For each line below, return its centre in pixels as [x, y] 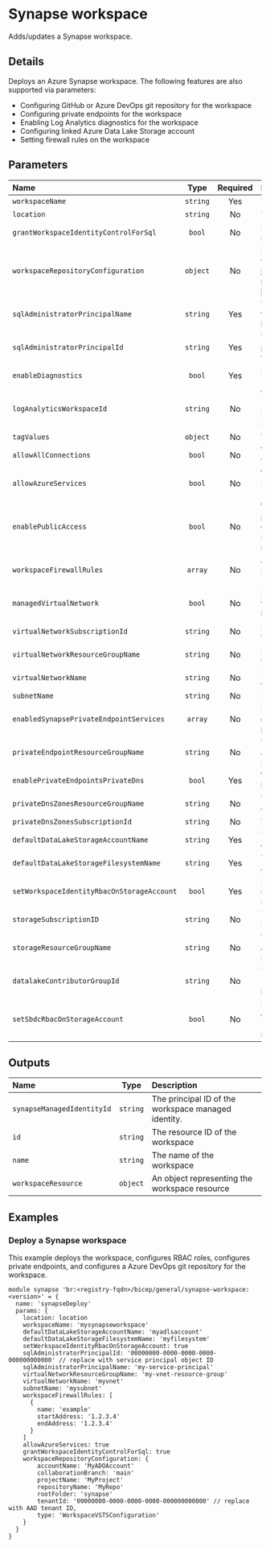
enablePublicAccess [49, 526]
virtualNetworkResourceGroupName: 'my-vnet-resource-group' [125, 1375]
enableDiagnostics [47, 375]
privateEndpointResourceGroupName [78, 752]
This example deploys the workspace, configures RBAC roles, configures [129, 1258]
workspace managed [191, 1109]
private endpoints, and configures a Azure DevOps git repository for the [127, 1267]
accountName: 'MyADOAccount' [86, 1466]
